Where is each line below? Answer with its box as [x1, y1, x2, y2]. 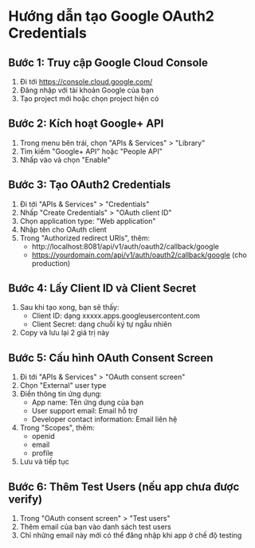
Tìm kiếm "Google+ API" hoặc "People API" [19, 147, 163, 156]
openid [31, 432, 55, 441]
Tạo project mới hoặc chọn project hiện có [19, 94, 159, 103]
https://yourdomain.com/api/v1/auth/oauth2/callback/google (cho [31, 250, 247, 260]
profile [31, 448, 53, 458]
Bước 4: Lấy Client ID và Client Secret [8, 282, 197, 296]
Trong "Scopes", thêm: [19, 423, 95, 433]
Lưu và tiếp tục [19, 457, 69, 467]
